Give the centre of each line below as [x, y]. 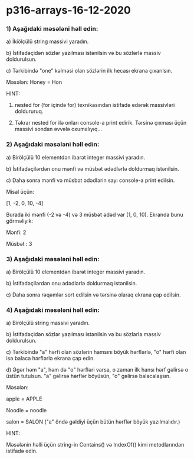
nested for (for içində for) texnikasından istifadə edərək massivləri [95, 105]
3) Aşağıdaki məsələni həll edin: [53, 259]
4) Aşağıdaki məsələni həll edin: [53, 310]
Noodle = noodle [27, 411]
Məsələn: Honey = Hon [34, 82]
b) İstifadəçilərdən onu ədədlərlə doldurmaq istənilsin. [72, 284]
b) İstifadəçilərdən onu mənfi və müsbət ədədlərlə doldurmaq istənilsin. [93, 168]
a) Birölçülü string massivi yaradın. [48, 323]
